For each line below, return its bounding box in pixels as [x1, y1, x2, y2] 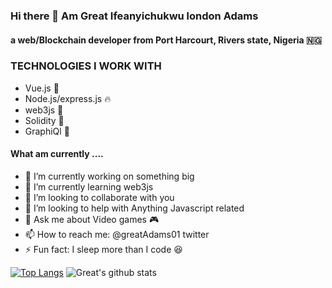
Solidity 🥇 [24, 114, 65, 126]
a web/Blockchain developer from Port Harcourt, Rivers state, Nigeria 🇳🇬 [10, 34, 322, 46]
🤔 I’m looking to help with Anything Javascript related [24, 202, 245, 214]
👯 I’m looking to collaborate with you [24, 192, 175, 204]
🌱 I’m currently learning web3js [24, 181, 154, 193]
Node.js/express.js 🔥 [24, 92, 112, 104]
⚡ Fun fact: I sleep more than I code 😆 [24, 244, 183, 256]
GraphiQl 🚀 [24, 125, 70, 137]
